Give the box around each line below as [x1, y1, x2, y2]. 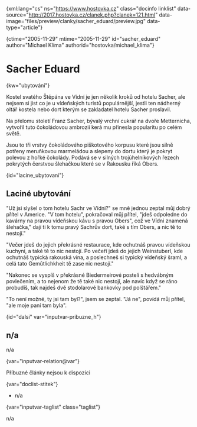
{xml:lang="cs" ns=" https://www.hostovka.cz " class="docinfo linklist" [6, 5, 176, 12]
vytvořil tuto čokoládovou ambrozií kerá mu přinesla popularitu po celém [6, 124, 182, 131]
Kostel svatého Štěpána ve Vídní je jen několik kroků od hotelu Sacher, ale [6, 93, 186, 100]
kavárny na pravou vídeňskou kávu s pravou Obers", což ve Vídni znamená [6, 217, 188, 224]
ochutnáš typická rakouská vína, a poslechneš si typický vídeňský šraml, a [6, 254, 188, 261]
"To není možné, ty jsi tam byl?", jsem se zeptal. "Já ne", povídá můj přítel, [6, 295, 185, 302]
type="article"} [6, 24, 43, 31]
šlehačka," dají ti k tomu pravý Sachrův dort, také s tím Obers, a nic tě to [6, 223, 182, 230]
